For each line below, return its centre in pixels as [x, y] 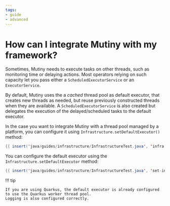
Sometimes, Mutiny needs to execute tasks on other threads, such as [77, 69]
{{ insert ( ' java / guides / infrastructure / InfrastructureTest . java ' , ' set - [83, 171]
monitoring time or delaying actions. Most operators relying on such [76, 74]
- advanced [17, 19]
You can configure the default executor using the [56, 156]
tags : [11, 10]
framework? [31, 55]
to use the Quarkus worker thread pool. [49, 194]
